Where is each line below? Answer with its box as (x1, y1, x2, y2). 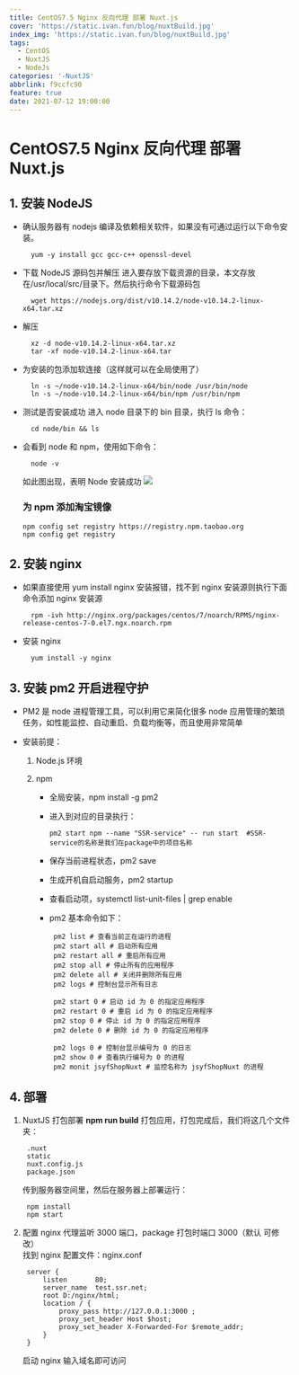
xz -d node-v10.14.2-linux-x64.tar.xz (31, 339, 176, 349)
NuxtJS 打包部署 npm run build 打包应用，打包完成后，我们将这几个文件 (22, 1115, 290, 1126)
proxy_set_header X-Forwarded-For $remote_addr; (58, 1323, 244, 1332)
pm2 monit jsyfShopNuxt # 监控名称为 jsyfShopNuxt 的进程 (53, 1062, 264, 1072)
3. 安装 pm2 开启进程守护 (9, 680, 150, 696)
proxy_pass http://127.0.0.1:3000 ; (58, 1307, 196, 1317)
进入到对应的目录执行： (48, 811, 136, 822)
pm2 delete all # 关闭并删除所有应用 (53, 971, 182, 980)
